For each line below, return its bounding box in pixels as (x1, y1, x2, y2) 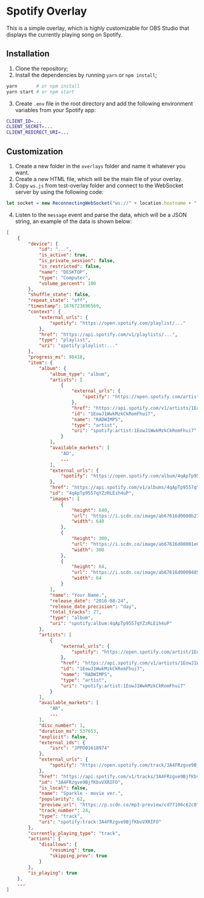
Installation (6, 49, 50, 59)
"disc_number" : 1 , (38, 722, 86, 729)
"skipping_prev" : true (49, 853, 107, 859)
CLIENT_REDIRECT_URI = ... (6, 129, 69, 135)
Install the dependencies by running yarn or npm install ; (15, 71, 157, 79)
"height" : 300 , (71, 535, 110, 542)
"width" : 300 (71, 547, 104, 553)
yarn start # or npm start (6, 88, 75, 95)
